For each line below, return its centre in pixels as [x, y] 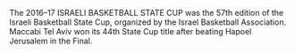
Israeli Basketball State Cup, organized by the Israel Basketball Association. [148, 22]
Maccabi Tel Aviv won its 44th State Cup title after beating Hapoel [131, 31]
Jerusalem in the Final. [51, 41]
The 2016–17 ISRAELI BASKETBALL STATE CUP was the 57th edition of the [147, 13]
